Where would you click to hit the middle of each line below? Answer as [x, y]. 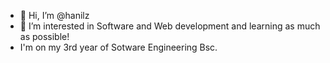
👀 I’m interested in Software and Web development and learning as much [170, 26]
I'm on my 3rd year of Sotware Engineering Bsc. [118, 47]
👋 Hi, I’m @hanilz [54, 15]
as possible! [44, 36]
